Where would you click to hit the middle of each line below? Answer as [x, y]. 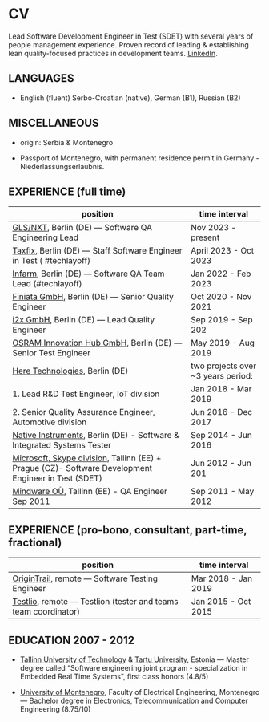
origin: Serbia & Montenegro [66, 142]
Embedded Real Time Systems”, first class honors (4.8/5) [114, 676]
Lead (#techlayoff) [47, 284]
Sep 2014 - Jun [221, 436]
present [205, 237]
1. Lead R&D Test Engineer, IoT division [86, 394]
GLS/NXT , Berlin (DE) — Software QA [82, 228]
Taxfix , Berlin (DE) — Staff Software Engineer [97, 251]
